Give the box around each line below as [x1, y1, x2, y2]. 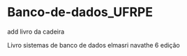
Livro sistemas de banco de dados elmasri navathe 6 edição [7, 41, 180, 49]
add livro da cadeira [7, 27, 65, 36]
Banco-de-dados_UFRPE [7, 4, 154, 20]
